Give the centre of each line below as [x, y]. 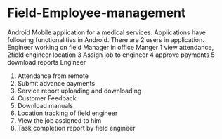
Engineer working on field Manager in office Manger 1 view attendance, [111, 47]
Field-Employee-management [97, 13]
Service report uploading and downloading [79, 91]
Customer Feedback [47, 98]
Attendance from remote [53, 76]
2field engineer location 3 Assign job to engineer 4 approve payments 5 [111, 55]
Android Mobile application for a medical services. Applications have [106, 32]
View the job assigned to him [59, 120]
